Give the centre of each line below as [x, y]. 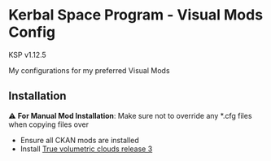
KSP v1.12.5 [27, 54]
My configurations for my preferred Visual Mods [89, 70]
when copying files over [49, 124]
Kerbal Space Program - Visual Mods [135, 15]
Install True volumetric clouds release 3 [86, 149]
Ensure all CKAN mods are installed [80, 140]
